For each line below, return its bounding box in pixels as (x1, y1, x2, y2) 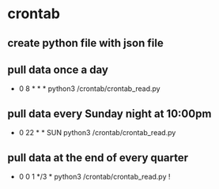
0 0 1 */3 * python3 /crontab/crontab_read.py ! (18, 172, 171, 182)
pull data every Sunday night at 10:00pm (7, 107, 212, 120)
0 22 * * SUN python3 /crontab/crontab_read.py (18, 128, 176, 138)
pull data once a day (7, 62, 108, 76)
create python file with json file (7, 36, 164, 50)
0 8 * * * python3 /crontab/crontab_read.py (18, 84, 160, 93)
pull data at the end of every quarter (7, 151, 189, 164)
